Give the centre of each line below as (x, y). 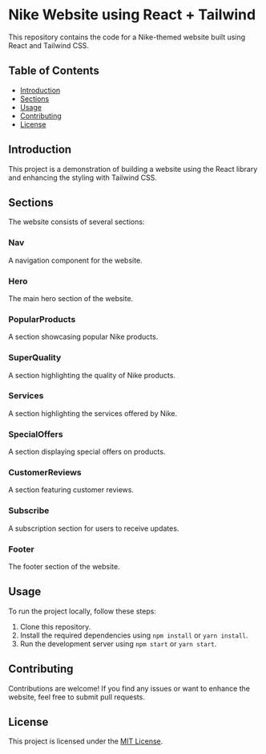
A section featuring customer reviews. (71, 490)
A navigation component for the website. (75, 260)
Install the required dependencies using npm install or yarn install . (134, 635)
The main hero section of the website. (71, 298)
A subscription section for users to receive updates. (94, 528)
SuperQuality (35, 357)
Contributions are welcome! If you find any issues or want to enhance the (129, 688)
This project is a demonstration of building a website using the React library (133, 169)
